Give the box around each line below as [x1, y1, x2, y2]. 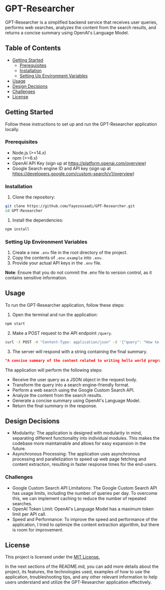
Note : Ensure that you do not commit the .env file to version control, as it [5, 269, 152, 276]
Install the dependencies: [12, 217, 64, 223]
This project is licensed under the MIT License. [5, 554, 100, 560]
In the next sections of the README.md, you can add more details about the [5, 563, 159, 569]
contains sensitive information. [5, 275, 67, 281]
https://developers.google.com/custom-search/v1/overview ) [12, 170, 135, 176]
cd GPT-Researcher [5, 208, 43, 213]
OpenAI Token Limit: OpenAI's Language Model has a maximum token [12, 506, 154, 512]
